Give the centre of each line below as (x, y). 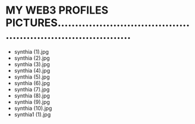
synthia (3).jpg (32, 64)
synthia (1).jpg (31, 51)
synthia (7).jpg (32, 89)
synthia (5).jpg (32, 77)
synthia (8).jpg (32, 96)
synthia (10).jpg (33, 108)
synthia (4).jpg (32, 70)
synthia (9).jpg (32, 102)
